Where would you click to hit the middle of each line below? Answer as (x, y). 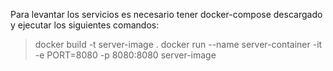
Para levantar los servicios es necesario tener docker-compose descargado (166, 14)
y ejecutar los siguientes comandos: (85, 25)
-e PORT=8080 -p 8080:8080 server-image (125, 55)
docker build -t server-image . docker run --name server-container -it (178, 44)
